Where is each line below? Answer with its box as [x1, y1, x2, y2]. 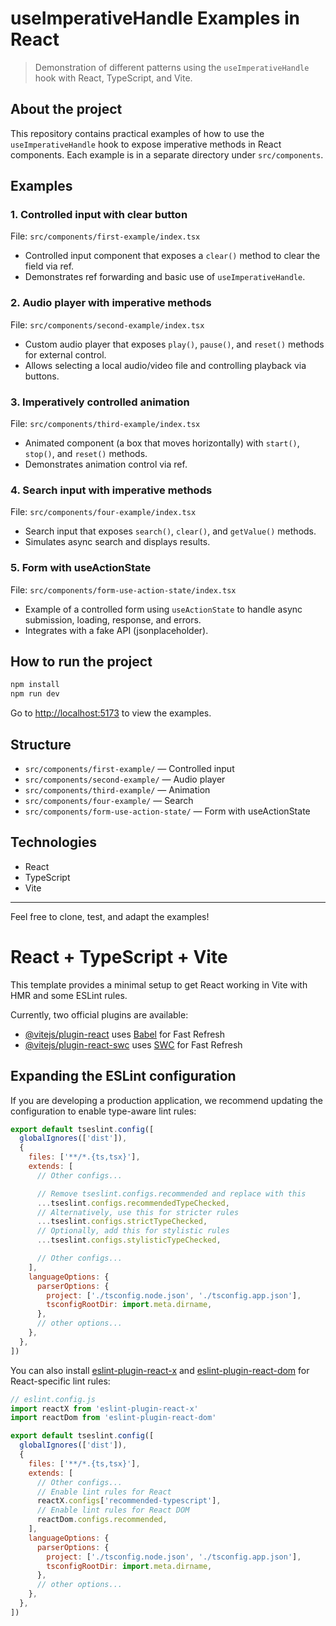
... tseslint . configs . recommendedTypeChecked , [36, 1198, 230, 1208]
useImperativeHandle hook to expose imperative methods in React [10, 138, 282, 150]
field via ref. [24, 260, 75, 272]
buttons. [24, 370, 60, 382]
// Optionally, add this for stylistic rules [36, 1226, 230, 1236]
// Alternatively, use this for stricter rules [36, 1207, 240, 1217]
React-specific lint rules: [10, 1375, 111, 1387]
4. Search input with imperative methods [10, 483, 213, 497]
